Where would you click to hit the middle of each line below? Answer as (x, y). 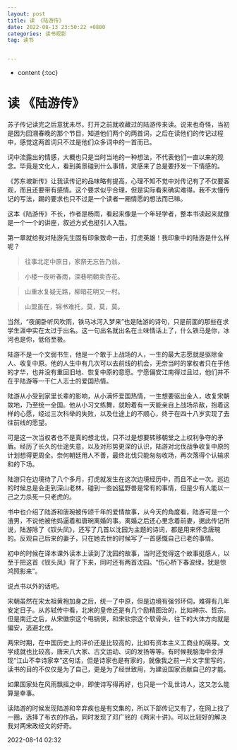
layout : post (26, 14)
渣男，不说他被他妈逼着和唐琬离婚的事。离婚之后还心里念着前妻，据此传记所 (119, 521)
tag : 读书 (20, 40)
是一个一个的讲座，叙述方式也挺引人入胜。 (69, 223)
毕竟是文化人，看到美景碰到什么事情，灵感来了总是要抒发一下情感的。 (121, 166)
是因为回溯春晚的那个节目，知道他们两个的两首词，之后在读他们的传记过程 (115, 133)
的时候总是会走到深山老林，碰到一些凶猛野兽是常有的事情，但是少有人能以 (115, 488)
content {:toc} (38, 73)
